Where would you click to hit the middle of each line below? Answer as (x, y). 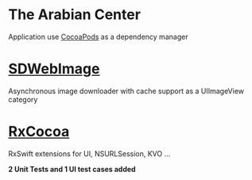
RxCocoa (39, 132)
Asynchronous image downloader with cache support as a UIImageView (126, 91)
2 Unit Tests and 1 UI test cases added (72, 169)
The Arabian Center (75, 15)
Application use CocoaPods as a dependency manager (98, 37)
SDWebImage (54, 69)
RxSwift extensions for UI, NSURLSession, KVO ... (89, 154)
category (23, 99)
